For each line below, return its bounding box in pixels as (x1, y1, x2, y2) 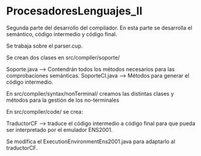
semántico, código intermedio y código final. (6, 30, 118, 37)
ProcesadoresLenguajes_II (6, 4, 143, 18)
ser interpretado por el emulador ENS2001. (6, 126, 113, 133)
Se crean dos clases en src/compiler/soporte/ (6, 54, 120, 61)
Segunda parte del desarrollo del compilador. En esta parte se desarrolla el (6, 24, 193, 31)
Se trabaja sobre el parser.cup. (6, 42, 83, 49)
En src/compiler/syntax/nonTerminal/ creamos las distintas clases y (6, 90, 174, 97)
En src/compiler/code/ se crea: (6, 108, 83, 115)
